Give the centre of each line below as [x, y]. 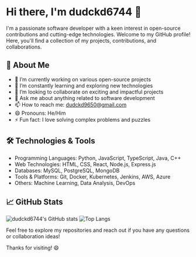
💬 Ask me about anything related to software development [85, 98]
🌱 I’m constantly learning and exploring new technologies [84, 85]
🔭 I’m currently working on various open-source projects [82, 79]
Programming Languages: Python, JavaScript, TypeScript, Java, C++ [98, 158]
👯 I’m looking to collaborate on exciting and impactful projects [89, 92]
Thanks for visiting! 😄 [33, 248]
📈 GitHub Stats [35, 202]
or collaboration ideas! [33, 237]
